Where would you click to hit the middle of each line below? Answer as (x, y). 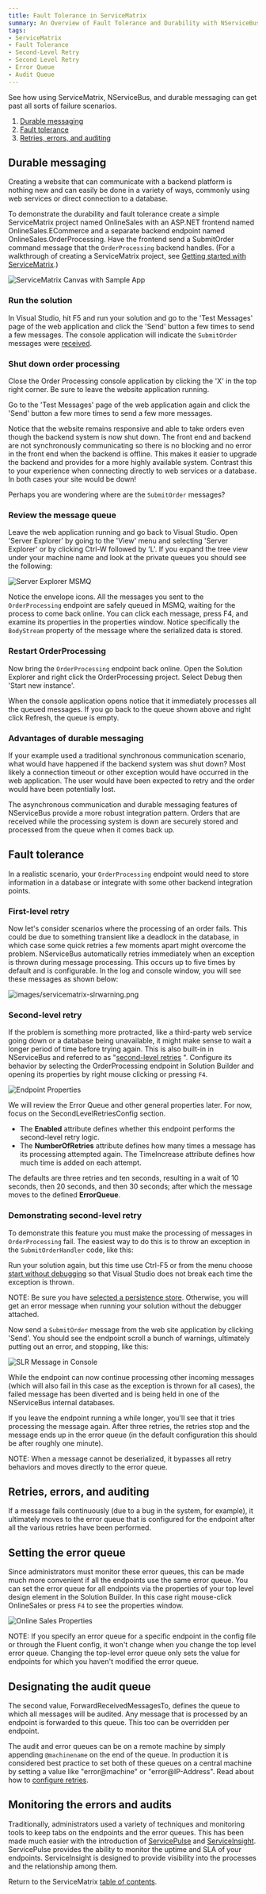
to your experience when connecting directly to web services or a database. (133, 471)
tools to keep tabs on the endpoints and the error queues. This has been (126, 1832)
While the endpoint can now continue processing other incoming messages (131, 1377)
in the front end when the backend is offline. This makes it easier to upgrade (133, 454)
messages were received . (50, 343)
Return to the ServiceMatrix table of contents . (83, 1881)
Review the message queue (62, 515)
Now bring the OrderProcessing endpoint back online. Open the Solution (125, 668)
